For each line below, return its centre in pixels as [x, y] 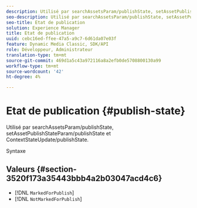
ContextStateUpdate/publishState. [47, 140]
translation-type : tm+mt [36, 55]
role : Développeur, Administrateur [50, 50]
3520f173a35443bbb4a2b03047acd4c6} [84, 178]
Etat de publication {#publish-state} [96, 111]
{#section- [57, 170]
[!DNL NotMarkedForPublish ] [48, 199]
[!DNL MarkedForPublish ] [44, 192]
